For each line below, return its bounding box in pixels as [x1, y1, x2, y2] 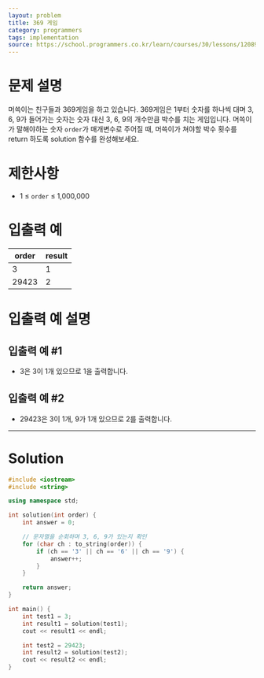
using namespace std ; [8, 497, 79, 505]
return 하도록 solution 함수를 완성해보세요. [8, 135, 140, 144]
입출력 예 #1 [8, 344, 63, 358]
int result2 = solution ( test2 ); [22, 649, 128, 657]
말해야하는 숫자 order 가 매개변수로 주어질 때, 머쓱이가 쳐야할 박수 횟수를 [16, 124, 237, 134]
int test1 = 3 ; [22, 612, 72, 621]
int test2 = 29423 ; [22, 641, 86, 650]
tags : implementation [8, 33, 79, 42]
